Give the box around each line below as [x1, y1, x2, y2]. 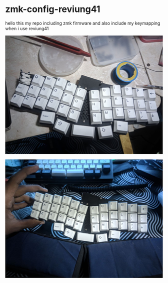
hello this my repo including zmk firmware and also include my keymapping [5, 20, 160, 26]
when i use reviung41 [5, 25, 49, 31]
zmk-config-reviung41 [5, 4, 100, 15]
